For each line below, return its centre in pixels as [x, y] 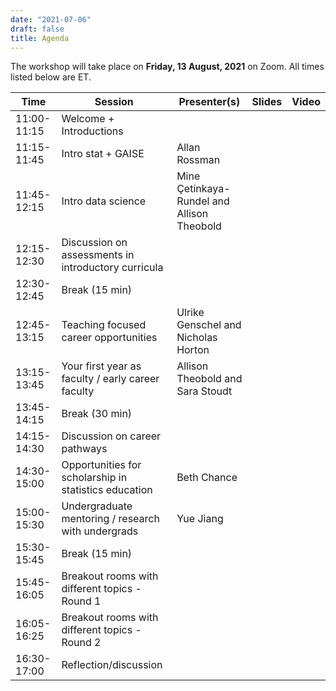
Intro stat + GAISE [103, 154]
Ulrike [190, 313]
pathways [84, 449]
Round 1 [81, 601]
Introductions [92, 131]
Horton [193, 350]
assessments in [98, 255]
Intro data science [104, 201]
